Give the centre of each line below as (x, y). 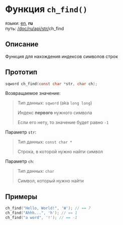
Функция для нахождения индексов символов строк (62, 56)
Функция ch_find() (46, 9)
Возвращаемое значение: (33, 93)
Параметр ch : (20, 161)
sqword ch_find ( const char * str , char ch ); (51, 84)
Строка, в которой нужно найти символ (60, 152)
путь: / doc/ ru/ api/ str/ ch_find (35, 28)
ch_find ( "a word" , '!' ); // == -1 (41, 217)
